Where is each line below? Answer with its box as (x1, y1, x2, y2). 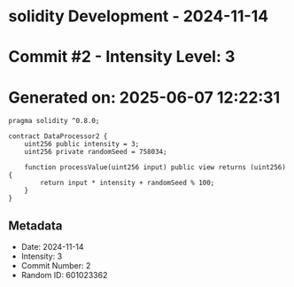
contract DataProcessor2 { (8, 132, 108, 141)
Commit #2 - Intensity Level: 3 (8, 47, 236, 67)
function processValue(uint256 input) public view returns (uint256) (24, 163, 287, 172)
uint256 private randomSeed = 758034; (24, 148, 167, 157)
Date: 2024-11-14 (20, 242, 85, 252)
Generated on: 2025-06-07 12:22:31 (8, 87, 281, 107)
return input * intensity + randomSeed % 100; (40, 179, 215, 188)
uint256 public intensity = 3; (24, 140, 140, 149)
